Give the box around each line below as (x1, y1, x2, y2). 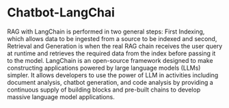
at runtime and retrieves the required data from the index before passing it (7, 49, 216, 57)
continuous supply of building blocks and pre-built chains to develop (7, 85, 201, 94)
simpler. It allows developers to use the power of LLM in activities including (7, 70, 219, 79)
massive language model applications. (7, 92, 115, 100)
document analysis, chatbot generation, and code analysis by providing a (7, 78, 213, 86)
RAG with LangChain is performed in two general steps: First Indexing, (7, 27, 205, 36)
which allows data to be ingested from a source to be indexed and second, (7, 34, 217, 42)
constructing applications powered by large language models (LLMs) (7, 64, 201, 72)
